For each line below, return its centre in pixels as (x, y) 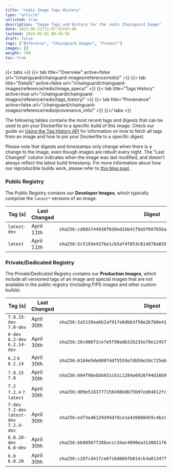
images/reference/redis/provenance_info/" (50, 110)
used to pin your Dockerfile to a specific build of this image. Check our (80, 126)
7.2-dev (17, 410)
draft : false (19, 39)
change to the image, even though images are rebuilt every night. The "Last (85, 152)
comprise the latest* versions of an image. (51, 198)
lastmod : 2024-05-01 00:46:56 (38, 34)
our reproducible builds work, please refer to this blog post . (68, 168)
